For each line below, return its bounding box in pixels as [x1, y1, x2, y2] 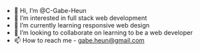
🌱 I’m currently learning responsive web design [13, 21, 150, 29]
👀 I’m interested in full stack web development [13, 14, 148, 22]
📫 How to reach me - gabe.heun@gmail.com [13, 37, 145, 44]
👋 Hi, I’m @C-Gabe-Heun [13, 7, 87, 14]
